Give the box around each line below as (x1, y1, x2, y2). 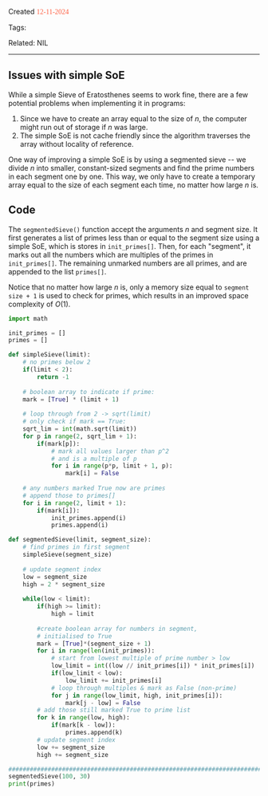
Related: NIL (8, 38, 49, 47)
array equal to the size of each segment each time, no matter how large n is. (8, 179, 259, 190)
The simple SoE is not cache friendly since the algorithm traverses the (19, 131, 251, 140)
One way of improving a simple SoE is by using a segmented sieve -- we (8, 155, 246, 164)
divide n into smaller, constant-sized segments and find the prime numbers (8, 163, 255, 172)
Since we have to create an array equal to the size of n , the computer (19, 113, 247, 123)
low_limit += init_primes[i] (65, 676, 162, 684)
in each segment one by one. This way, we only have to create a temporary (8, 171, 255, 181)
